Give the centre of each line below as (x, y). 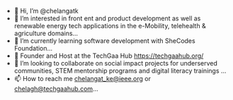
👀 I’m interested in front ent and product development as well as (107, 18)
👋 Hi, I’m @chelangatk (46, 11)
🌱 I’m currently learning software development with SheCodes (105, 41)
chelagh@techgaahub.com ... (56, 89)
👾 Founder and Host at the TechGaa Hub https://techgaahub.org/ (109, 56)
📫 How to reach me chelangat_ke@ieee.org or (82, 79)
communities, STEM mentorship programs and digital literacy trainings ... (120, 71)
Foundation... (33, 48)
